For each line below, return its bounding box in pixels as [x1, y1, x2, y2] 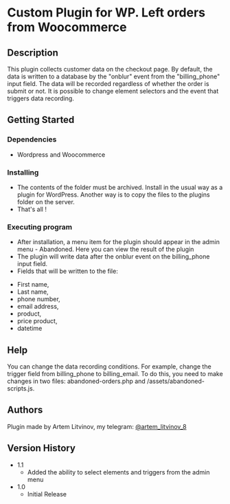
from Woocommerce [7, 19, 127, 35]
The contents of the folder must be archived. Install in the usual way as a [16, 183, 223, 191]
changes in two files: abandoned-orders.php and [7, 377, 146, 386]
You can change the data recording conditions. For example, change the [7, 362, 211, 371]
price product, [16, 317, 58, 325]
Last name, [16, 287, 49, 296]
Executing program [7, 222, 73, 232]
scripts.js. [7, 384, 35, 393]
